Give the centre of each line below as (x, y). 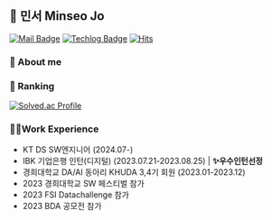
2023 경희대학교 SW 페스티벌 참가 (83, 184)
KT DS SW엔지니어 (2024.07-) (78, 150)
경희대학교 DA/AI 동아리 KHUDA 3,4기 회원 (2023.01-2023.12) (134, 172)
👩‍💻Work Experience (54, 129)
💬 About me (35, 61)
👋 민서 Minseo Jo (57, 16)
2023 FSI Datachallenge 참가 (75, 195)
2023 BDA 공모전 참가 (62, 206)
